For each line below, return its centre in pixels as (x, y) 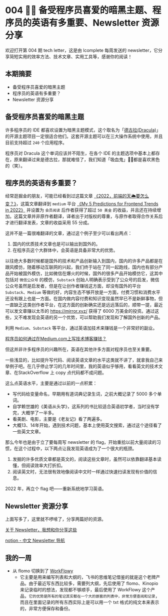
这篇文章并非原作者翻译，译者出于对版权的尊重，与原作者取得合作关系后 (88, 216)
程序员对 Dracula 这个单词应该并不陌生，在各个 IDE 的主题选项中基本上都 (80, 153)
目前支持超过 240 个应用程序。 (36, 142)
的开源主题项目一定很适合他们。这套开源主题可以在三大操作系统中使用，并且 (84, 136)
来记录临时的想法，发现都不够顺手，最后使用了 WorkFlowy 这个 (85, 590)
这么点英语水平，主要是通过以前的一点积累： (51, 383)
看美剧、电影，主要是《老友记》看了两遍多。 (58, 419)
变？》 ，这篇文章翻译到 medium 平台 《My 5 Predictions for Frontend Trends (82, 204)
